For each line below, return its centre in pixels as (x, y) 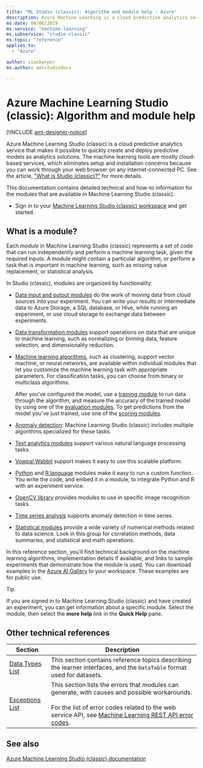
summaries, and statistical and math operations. (75, 540)
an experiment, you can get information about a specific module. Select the (100, 607)
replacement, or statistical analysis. (50, 272)
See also (23, 744)
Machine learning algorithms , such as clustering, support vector (95, 357)
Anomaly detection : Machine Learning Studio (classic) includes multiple (104, 425)
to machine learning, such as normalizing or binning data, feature (96, 339)
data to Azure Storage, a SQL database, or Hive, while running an (96, 308)
